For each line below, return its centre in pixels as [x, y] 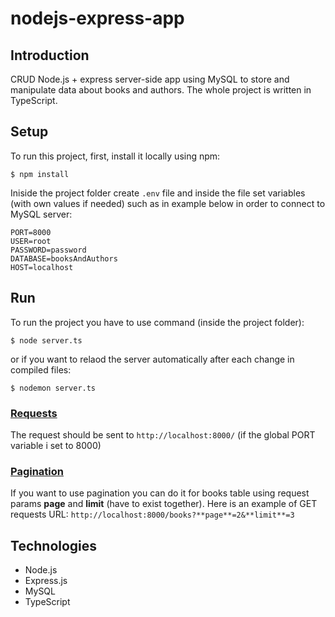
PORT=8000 [31, 232]
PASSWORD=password [48, 250]
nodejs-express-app [97, 18]
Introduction [50, 55]
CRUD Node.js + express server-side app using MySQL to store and [150, 79]
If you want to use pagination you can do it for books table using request [160, 493]
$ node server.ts [46, 340]
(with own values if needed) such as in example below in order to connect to [168, 203]
